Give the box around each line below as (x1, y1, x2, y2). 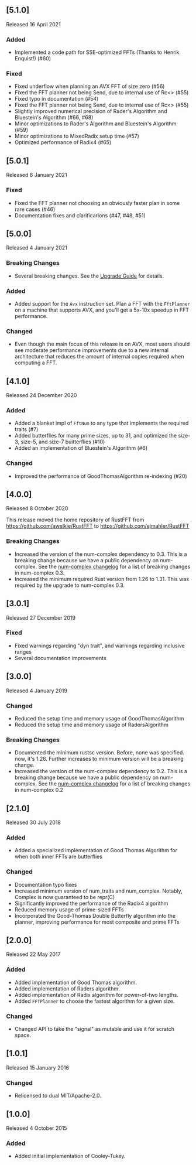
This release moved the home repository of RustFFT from (6, 516, 145, 524)
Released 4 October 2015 (6, 1125, 67, 1132)
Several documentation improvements (14, 654, 106, 661)
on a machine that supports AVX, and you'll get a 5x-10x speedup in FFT (14, 306, 189, 313)
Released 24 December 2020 (6, 392, 77, 399)
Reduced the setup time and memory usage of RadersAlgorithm (14, 721, 169, 728)
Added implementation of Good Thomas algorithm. (14, 979, 137, 986)
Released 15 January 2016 (6, 1064, 69, 1071)
